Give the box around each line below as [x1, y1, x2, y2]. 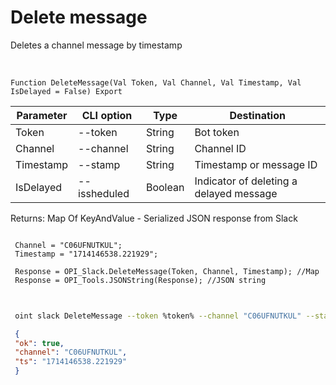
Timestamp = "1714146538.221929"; [14, 249, 159, 259]
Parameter [16, 108, 68, 122]
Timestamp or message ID [194, 157, 318, 171]
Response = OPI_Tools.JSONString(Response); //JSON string [14, 275, 267, 285]
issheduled [78, 186, 130, 200]
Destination [229, 108, 286, 122]
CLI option [81, 108, 133, 122]
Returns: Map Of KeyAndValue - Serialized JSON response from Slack [10, 212, 298, 224]
